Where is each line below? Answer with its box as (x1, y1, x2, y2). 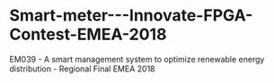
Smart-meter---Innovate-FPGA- (9, 5, 253, 26)
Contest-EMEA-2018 (9, 24, 167, 45)
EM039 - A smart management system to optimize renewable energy (9, 54, 265, 64)
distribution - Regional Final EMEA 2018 (9, 63, 155, 74)
